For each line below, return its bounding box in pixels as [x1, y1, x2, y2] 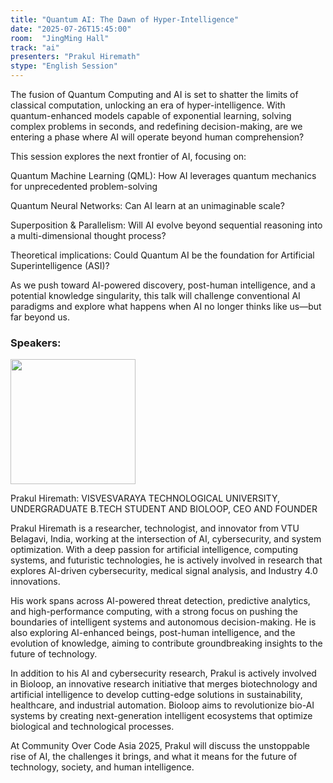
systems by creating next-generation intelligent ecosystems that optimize [10, 710, 313, 722]
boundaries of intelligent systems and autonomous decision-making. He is [10, 616, 317, 628]
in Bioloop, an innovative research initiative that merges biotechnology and [10, 678, 318, 690]
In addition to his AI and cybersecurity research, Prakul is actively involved [10, 667, 317, 680]
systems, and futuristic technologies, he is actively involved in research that [10, 554, 323, 566]
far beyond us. [10, 311, 70, 323]
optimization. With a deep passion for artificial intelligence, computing [10, 544, 299, 556]
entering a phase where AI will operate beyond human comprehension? [10, 131, 305, 143]
